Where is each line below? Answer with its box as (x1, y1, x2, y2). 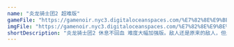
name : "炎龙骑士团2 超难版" (7, 10, 80, 17)
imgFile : (7, 23, 33, 30)
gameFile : (7, 17, 36, 23)
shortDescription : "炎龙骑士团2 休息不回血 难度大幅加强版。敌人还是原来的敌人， (7, 29, 221, 37)
